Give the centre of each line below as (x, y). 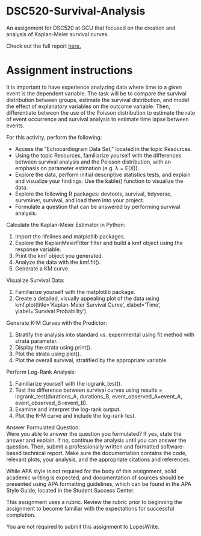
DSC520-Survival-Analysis (76, 11)
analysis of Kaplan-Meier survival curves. (58, 34)
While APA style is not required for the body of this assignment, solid (91, 471)
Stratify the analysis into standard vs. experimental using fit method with (105, 334)
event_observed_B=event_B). (51, 403)
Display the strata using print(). (53, 347)
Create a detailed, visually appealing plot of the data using (87, 298)
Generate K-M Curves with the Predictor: (57, 323)
